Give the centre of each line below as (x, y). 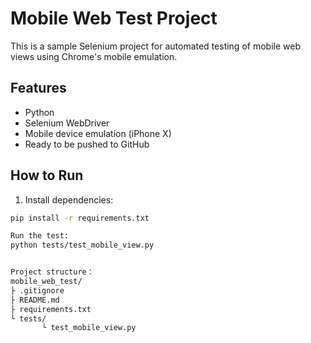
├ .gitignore (37, 290)
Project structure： (52, 272)
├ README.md (35, 300)
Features (38, 88)
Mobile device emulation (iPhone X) (98, 133)
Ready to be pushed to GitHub (87, 144)
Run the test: (40, 236)
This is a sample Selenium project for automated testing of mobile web (155, 46)
